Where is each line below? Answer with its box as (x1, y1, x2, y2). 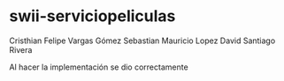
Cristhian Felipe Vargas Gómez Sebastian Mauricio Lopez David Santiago (9, 35, 276, 46)
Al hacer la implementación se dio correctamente (9, 62, 188, 72)
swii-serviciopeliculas (9, 6, 176, 26)
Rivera (9, 44, 33, 55)
